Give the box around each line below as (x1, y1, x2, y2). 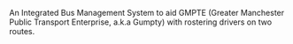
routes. (9, 26, 35, 36)
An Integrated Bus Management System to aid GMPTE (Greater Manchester (9, 8, 285, 18)
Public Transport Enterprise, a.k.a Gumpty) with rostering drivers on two (9, 17, 273, 27)
